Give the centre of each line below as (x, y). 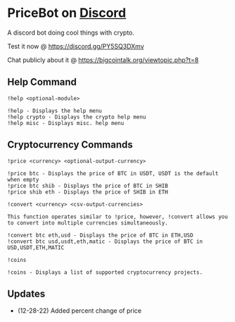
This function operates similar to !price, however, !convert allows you (118, 217)
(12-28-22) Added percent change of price (80, 311)
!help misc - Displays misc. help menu (66, 123)
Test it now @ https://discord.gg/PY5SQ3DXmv (76, 46)
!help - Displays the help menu (55, 111)
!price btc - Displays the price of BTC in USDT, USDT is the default (113, 173)
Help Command (42, 82)
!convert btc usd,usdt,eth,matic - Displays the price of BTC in (105, 241)
